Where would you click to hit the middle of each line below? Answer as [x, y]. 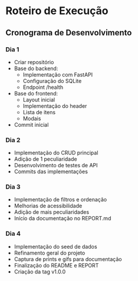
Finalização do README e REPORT [56, 265]
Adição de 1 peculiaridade [45, 159]
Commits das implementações [51, 171]
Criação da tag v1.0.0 [40, 272]
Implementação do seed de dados [56, 246]
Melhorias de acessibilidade [48, 206]
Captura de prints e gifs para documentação [68, 259]
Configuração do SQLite [52, 81]
